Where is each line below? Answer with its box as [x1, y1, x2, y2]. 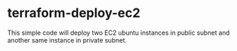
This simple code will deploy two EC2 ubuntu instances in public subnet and [7, 28, 230, 37]
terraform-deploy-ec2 [7, 5, 140, 21]
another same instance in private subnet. [7, 35, 127, 44]
